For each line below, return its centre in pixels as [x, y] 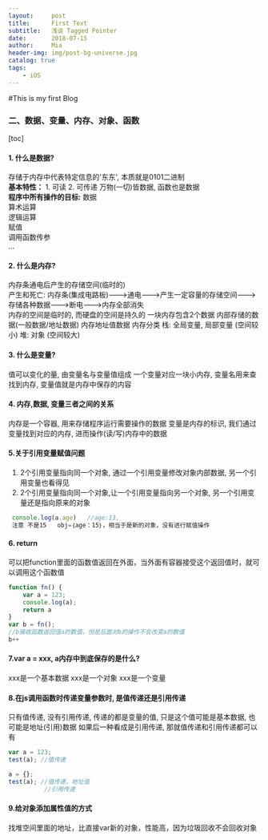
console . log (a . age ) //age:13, [66, 518]
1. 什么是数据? [31, 158]
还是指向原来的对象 [58, 503]
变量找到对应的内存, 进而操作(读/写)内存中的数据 [88, 433]
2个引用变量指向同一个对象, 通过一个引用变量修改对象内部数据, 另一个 [135, 472]
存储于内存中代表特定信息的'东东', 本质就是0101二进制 [97, 177]
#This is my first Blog [43, 98]
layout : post [37, 16]
